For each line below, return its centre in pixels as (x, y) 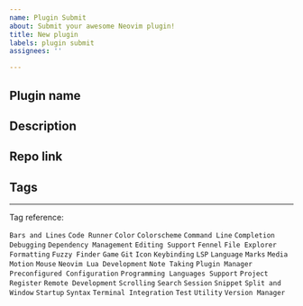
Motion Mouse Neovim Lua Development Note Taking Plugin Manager (131, 265)
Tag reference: (37, 218)
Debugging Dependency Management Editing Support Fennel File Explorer (143, 245)
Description (43, 126)
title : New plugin (44, 34)
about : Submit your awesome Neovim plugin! (92, 26)
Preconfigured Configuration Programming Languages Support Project (139, 274)
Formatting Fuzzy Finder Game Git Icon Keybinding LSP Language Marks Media (149, 255)
